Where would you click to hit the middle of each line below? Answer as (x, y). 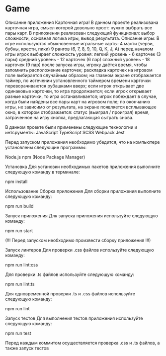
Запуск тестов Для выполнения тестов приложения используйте (74, 318)
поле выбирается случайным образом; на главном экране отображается (83, 75)
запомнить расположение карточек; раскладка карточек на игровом (79, 70)
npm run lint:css (22, 265)
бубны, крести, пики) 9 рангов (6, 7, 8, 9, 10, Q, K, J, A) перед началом (79, 49)
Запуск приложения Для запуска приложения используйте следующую (82, 216)
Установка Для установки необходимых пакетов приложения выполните (83, 167)
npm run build (19, 206)
